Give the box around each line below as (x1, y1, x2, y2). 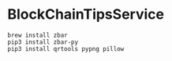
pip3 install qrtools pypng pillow (7, 45, 125, 52)
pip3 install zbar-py (7, 38, 79, 46)
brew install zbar (7, 31, 68, 39)
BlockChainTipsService (7, 5, 165, 23)
